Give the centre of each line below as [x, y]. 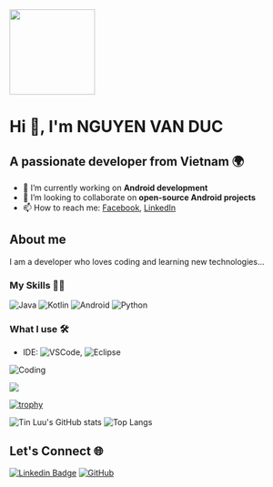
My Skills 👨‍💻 [37, 285]
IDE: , [53, 352]
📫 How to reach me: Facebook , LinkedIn [99, 208]
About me [38, 240]
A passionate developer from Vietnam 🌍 [127, 162]
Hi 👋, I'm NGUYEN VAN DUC [116, 127]
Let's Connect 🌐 [56, 451]
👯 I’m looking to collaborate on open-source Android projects [139, 198]
